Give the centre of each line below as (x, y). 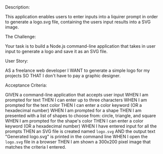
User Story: (17, 61)
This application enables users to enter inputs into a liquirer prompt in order (81, 16)
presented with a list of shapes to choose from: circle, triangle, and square (81, 116)
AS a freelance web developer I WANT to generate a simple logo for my (78, 70)
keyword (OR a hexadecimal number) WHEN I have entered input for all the (81, 126)
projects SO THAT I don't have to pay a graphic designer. (63, 76)
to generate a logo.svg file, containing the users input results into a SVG (78, 22)
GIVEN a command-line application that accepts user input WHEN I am (77, 95)
